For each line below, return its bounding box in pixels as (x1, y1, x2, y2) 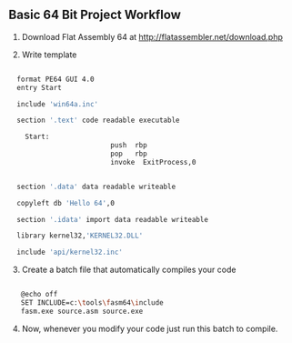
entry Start (16, 83, 63, 92)
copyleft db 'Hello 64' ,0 (16, 198, 116, 207)
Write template (21, 49, 77, 60)
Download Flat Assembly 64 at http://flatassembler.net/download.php (21, 31, 283, 42)
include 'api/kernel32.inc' (16, 247, 124, 257)
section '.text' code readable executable (16, 116, 180, 126)
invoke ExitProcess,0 (109, 157, 196, 166)
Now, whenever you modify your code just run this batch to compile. (21, 323, 278, 334)
